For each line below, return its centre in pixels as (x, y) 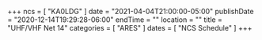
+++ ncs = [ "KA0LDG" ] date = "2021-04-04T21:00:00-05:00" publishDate (131, 11)
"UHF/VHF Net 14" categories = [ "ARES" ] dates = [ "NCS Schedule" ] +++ (130, 28)
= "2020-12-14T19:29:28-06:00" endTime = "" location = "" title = (115, 20)
